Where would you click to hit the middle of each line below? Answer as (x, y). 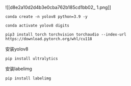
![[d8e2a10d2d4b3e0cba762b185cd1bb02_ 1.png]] (58, 7)
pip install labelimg (28, 78)
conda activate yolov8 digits (37, 25)
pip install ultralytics (32, 59)
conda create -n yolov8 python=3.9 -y (46, 17)
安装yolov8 (17, 49)
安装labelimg (19, 69)
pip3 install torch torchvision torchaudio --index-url (66, 35)
